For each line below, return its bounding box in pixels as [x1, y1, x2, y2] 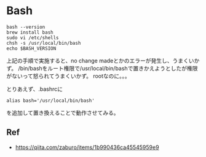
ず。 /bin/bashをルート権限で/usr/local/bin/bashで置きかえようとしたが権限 [6, 64, 198, 72]
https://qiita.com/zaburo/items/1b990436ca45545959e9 [15, 144, 159, 151]
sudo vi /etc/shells [6, 34, 60, 40]
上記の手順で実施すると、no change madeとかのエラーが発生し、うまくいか [6, 56, 200, 64]
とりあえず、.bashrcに [6, 85, 63, 93]
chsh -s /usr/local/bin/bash [6, 40, 81, 46]
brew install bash [6, 29, 53, 36]
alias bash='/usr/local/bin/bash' [6, 98, 95, 104]
